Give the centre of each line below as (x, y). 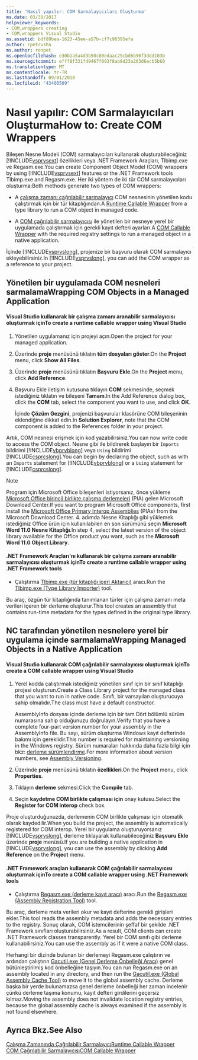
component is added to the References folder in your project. (89, 426)
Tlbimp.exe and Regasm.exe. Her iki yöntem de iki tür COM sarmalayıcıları (96, 179)
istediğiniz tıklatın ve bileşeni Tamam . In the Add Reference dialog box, (100, 395)
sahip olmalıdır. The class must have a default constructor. (85, 703)
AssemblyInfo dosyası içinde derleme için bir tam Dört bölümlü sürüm (99, 714)
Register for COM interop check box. (60, 805)
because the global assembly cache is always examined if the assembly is (97, 1005)
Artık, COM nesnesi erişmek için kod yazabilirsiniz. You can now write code (97, 438)
